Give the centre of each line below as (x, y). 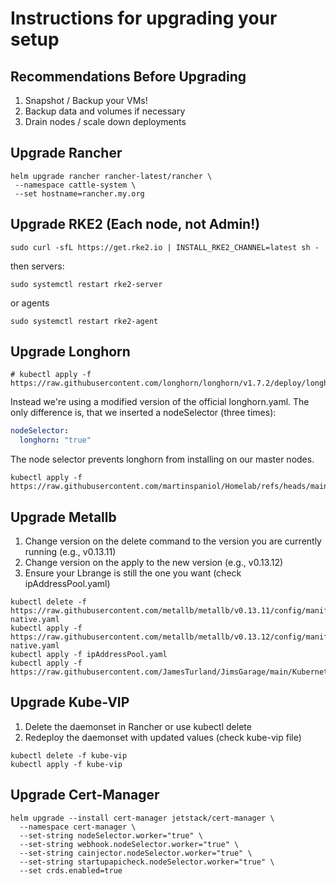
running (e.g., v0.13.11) (70, 551)
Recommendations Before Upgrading (128, 76)
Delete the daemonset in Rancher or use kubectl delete (138, 726)
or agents (30, 303)
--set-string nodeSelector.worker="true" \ (111, 835)
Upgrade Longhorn (70, 352)
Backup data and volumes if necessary (105, 111)
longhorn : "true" (55, 440)
